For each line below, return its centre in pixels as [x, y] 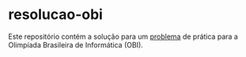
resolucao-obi [55, 15]
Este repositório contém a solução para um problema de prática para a [123, 36]
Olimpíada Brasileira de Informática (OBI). [76, 44]
